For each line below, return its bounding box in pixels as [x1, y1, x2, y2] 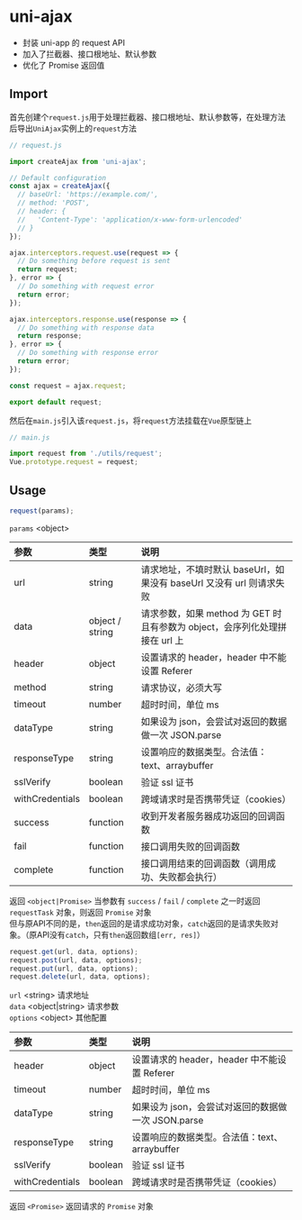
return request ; [17, 265, 78, 274]
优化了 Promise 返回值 [22, 59, 105, 70]
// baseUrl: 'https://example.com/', [17, 190, 159, 199]
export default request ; [9, 397, 102, 406]
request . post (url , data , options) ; [9, 955, 143, 965]
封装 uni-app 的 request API [22, 37, 126, 48]
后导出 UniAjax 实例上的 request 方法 [9, 123, 138, 133]
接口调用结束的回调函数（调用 [140, 857, 268, 869]
